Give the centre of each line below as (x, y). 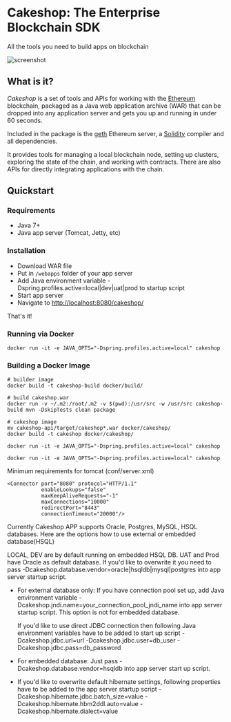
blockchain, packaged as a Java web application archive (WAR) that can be (114, 106)
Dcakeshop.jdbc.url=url (51, 640)
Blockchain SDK (54, 27)
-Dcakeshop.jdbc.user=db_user (131, 640)
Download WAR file (44, 266)
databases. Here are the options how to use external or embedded (102, 534)
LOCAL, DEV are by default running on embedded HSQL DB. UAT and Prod (113, 555)
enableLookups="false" (74, 490)
